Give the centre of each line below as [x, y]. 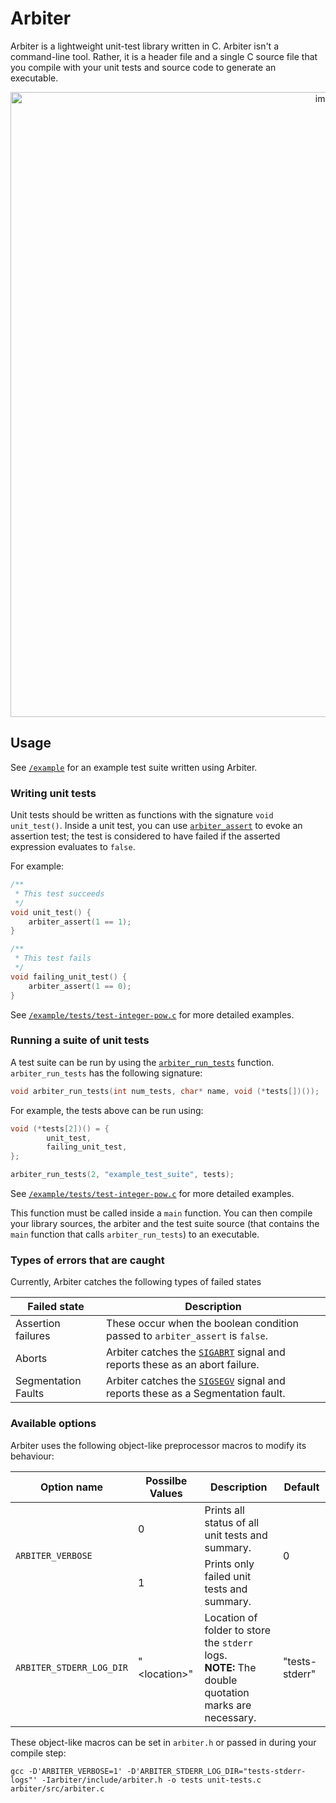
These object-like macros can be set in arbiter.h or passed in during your [163, 1742]
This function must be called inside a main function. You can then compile [161, 1213]
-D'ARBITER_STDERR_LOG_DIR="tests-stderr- [216, 1771]
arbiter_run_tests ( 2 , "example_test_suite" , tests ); [122, 1175]
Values [166, 1493]
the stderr [228, 1642]
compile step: [38, 1753]
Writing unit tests [53, 793]
